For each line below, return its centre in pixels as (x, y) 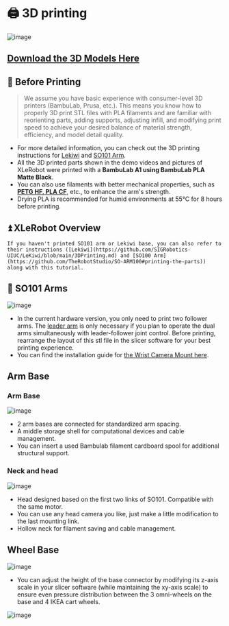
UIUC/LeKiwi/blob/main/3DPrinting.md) (62, 255)
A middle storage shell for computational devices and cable (100, 431)
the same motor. (40, 506)
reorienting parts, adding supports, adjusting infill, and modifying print (122, 120)
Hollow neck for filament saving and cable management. (96, 528)
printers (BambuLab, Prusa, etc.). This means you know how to (112, 106)
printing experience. (45, 348)
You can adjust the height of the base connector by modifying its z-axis (118, 579)
